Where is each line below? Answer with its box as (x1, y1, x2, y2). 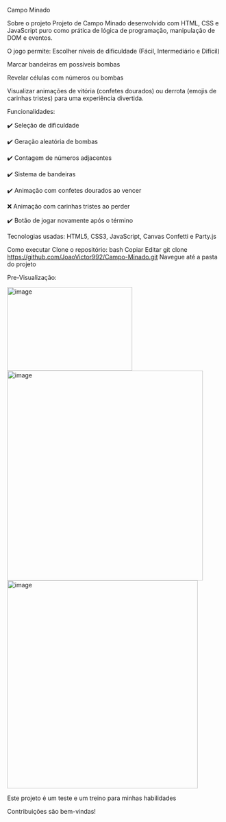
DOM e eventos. (7, 34, 53, 42)
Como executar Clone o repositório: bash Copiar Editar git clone (7, 246, 188, 253)
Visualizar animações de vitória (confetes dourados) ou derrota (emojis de (7, 87, 217, 95)
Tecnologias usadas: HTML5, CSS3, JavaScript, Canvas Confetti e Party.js (7, 233, 217, 240)
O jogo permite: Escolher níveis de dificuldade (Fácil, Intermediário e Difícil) (7, 47, 221, 55)
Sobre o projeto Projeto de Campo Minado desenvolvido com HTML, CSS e (7, 19, 219, 27)
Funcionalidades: (7, 108, 55, 115)
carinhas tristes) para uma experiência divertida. (7, 94, 144, 102)
